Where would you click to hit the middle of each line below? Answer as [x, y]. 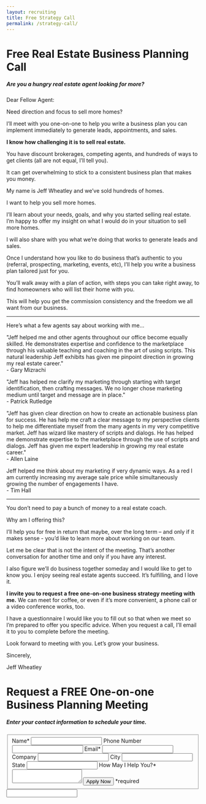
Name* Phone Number [77, 741]
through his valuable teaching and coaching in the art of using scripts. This [101, 350]
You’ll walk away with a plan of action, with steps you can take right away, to [103, 282]
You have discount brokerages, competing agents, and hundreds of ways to [102, 153]
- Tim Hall [19, 490]
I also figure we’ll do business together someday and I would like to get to [99, 568]
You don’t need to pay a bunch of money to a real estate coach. [87, 508]
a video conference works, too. [46, 606]
